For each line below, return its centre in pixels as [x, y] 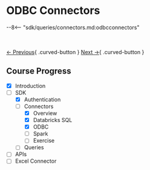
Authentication [42, 99]
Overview [45, 113]
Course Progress [39, 71]
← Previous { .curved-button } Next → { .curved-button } [75, 52]
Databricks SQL [53, 120]
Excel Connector [36, 161]
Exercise [44, 141]
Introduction [30, 86]
